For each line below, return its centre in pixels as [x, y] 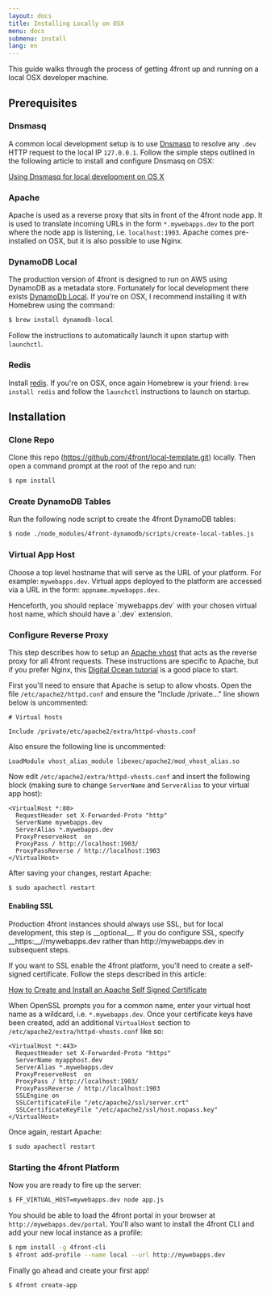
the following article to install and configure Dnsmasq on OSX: [111, 161]
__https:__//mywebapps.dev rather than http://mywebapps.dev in [116, 941]
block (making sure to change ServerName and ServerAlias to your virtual [129, 785]
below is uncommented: [48, 702]
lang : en [23, 46]
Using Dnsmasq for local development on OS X [86, 176]
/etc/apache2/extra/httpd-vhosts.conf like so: [86, 1031]
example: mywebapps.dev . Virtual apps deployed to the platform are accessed [135, 581]
